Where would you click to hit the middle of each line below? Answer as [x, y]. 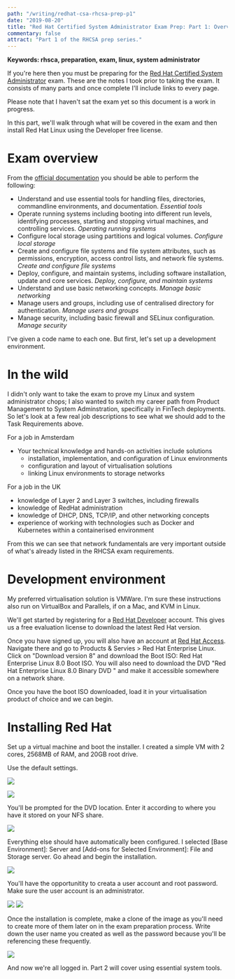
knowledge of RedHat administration [70, 508]
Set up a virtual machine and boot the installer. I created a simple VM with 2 [116, 747]
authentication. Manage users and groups [78, 311]
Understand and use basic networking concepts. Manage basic [109, 289]
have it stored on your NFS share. [56, 815]
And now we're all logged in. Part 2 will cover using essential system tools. [115, 968]
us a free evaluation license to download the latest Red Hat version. [104, 627]
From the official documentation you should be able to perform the [103, 178]
